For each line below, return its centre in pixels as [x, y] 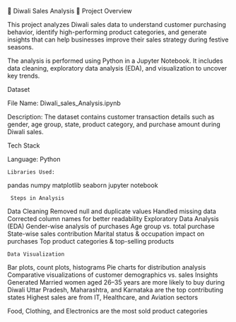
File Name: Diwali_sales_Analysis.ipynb [64, 103]
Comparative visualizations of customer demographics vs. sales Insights [113, 275]
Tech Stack [24, 145]
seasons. [20, 47]
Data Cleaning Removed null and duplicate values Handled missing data [112, 211]
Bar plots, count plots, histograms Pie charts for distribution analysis [107, 267]
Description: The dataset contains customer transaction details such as [111, 117]
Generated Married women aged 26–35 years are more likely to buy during [116, 282]
